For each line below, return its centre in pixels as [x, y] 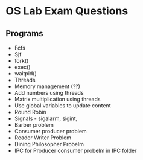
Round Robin [30, 112]
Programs [24, 34]
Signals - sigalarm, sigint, [46, 118]
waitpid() [25, 73]
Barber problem [34, 125]
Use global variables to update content [62, 106]
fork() [21, 61]
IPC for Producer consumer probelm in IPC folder [75, 150]
